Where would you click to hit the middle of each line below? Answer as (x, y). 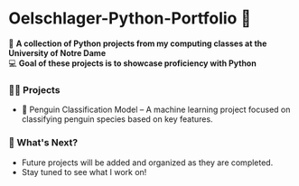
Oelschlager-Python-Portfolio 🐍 (130, 19)
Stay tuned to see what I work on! (84, 172)
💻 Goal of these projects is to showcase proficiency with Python (132, 63)
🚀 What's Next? (43, 143)
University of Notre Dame (57, 52)
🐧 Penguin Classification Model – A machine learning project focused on (156, 110)
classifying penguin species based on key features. (117, 119)
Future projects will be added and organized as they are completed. (147, 163)
